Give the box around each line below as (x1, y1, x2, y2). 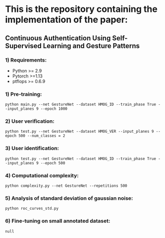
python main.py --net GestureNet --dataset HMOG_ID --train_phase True (5, 102, 156, 107)
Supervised (5, 41, 42, 50)
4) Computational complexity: (5, 172, 79, 179)
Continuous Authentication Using (5, 34, 111, 42)
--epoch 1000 (40, 106, 68, 111)
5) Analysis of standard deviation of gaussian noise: (5, 195, 133, 202)
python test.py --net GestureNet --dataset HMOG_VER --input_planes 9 (5, 129, 154, 134)
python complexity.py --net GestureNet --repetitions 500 (5, 183, 127, 188)
